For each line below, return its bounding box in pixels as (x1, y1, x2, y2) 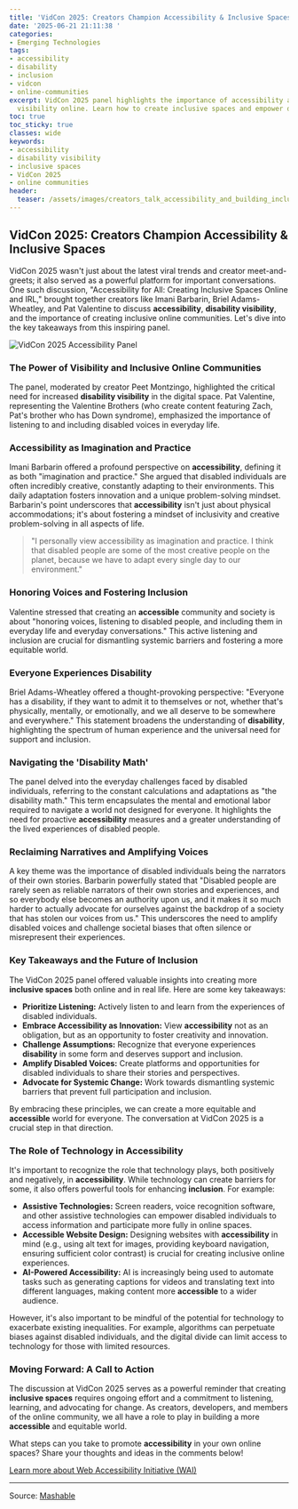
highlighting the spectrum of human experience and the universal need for (9, 724, 281, 734)
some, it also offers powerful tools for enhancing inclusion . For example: (9, 1184, 275, 1194)
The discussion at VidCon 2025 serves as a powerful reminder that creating (9, 1384, 286, 1394)
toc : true (9, 112, 46, 121)
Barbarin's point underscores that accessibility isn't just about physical (9, 500, 271, 510)
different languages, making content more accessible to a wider (21, 1286, 257, 1296)
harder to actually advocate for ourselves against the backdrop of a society (9, 903, 285, 914)
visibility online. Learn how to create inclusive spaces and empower (17, 104, 284, 113)
